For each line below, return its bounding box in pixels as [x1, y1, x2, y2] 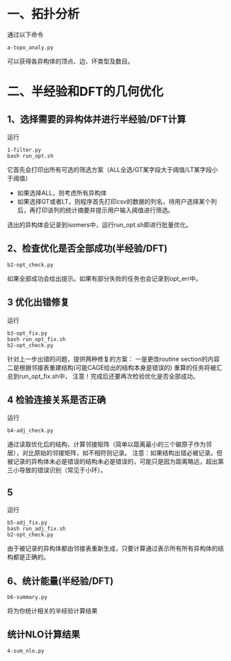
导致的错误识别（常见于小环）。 [19, 466, 107, 474]
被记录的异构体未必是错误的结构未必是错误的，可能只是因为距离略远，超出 [7, 457, 218, 465]
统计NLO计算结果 [7, 629, 80, 640]
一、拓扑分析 [7, 6, 80, 22]
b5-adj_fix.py [7, 519, 48, 527]
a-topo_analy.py [7, 44, 54, 51]
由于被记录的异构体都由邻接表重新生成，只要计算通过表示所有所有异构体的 [7, 545, 218, 553]
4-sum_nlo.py [7, 647, 45, 654]
